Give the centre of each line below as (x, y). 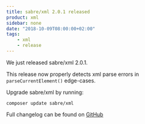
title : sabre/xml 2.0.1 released (48, 12)
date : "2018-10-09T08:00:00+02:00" (51, 29)
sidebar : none (24, 23)
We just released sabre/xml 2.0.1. (47, 62)
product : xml (23, 17)
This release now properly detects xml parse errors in (73, 74)
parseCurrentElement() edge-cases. (51, 80)
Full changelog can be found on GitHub (55, 114)
